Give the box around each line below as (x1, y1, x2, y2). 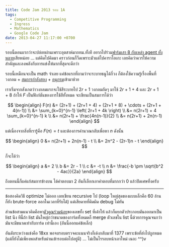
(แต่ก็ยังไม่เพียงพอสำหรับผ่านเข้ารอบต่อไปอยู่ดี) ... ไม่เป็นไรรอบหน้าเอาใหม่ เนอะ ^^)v (5, 235, 146, 241)
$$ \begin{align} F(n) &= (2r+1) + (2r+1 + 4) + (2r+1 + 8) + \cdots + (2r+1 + (7, 102, 162, 108)
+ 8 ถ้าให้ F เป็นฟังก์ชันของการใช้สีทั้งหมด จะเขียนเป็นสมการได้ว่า (5, 92, 113, 98)
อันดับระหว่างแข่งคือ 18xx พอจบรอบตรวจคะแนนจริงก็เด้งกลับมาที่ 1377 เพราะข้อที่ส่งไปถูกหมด (5, 230, 162, 236)
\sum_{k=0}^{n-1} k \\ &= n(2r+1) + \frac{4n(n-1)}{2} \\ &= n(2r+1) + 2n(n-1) (7, 113, 162, 119)
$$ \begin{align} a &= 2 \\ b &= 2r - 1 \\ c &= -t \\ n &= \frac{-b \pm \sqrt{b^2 (6, 163, 163, 169)
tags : (5, 12, 17, 17)
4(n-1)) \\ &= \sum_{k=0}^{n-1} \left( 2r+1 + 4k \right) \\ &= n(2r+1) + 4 (12, 107, 157, 113)
